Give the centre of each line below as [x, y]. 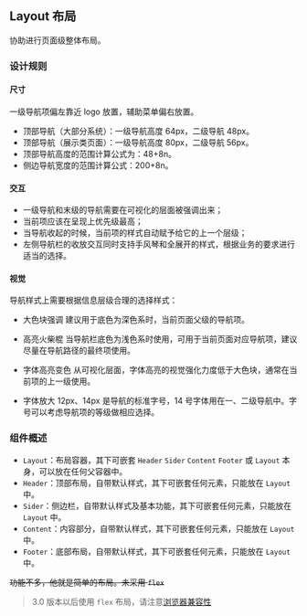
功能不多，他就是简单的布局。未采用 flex [87, 582]
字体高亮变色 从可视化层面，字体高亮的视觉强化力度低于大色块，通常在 [156, 370]
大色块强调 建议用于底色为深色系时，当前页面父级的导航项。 [136, 320]
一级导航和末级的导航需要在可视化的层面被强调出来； [123, 210]
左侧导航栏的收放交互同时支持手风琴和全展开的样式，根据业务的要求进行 [159, 244]
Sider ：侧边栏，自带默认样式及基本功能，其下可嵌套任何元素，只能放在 [157, 505]
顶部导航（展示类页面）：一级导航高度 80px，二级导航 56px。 [138, 142]
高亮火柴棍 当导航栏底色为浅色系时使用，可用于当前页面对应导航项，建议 [160, 339]
